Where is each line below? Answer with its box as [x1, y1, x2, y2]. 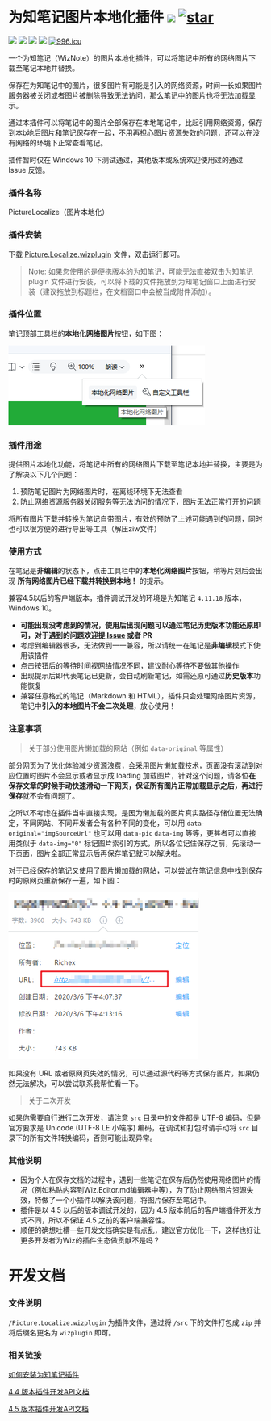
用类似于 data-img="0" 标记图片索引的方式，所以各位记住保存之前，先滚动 [8, 838, 254, 848]
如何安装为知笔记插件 [8, 1369, 79, 1379]
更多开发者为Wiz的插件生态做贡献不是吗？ [19, 1235, 161, 1245]
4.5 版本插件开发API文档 [8, 1403, 90, 1414]
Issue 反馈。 [8, 165, 50, 174]
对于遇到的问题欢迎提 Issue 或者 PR [34, 631, 152, 640]
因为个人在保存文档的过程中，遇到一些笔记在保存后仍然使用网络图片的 [19, 1175, 254, 1184]
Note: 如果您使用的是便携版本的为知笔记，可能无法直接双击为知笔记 [27, 266, 254, 276]
